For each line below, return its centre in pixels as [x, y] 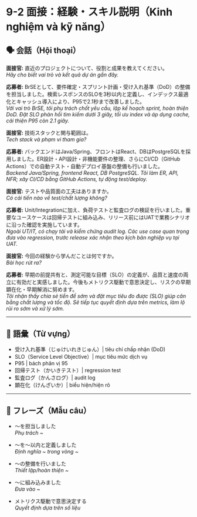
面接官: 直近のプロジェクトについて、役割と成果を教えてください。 [87, 68]
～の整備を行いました [40, 463]
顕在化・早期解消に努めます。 [42, 289]
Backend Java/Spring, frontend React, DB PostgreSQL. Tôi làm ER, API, [92, 173]
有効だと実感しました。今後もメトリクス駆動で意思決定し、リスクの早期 [103, 282]
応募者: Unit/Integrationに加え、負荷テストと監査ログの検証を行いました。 [96, 210]
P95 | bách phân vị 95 [41, 363]
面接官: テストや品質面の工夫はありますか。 [59, 191]
